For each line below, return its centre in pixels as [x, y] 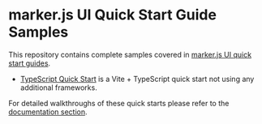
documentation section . [48, 112]
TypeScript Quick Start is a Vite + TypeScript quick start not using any [137, 79]
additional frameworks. [58, 88]
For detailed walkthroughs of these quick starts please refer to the [119, 103]
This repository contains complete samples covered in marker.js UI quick [130, 54]
